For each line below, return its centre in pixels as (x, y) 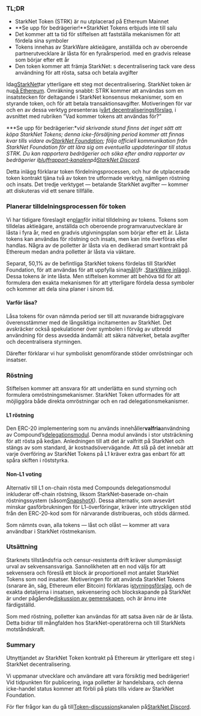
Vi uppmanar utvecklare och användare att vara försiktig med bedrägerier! (98, 676)
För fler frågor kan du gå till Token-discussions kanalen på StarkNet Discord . (99, 707)
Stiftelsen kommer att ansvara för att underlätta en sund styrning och (91, 388)
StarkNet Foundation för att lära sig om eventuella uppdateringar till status (99, 147)
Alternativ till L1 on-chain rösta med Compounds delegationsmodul (88, 487)
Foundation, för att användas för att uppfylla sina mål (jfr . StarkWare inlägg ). (99, 270)
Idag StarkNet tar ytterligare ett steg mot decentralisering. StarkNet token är (99, 84)
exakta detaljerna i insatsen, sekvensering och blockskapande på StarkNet (98, 592)
